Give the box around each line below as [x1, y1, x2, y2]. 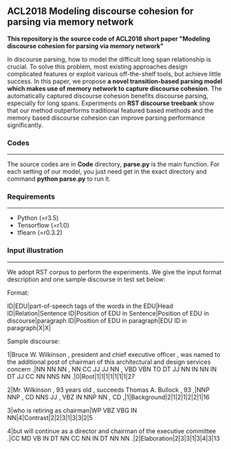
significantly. [7, 120, 43, 129]
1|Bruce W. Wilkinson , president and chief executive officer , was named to [7, 350, 221, 358]
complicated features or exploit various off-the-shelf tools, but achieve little [7, 69, 221, 78]
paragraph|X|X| [7, 323, 52, 332]
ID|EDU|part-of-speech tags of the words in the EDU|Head [7, 302, 173, 310]
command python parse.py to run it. [7, 175, 111, 183]
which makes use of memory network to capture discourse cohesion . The [7, 84, 222, 92]
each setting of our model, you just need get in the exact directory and [7, 168, 207, 176]
